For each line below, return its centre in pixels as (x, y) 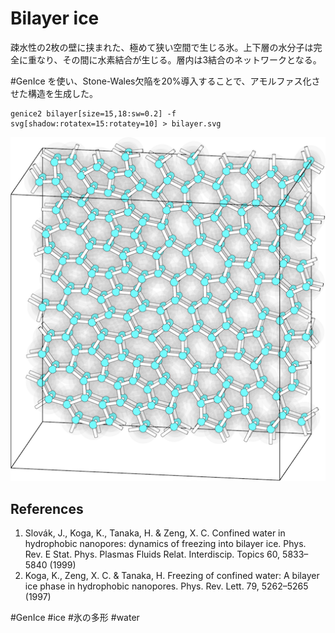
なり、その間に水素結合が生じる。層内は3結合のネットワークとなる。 (179, 59)
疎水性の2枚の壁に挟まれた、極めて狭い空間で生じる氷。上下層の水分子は (162, 47)
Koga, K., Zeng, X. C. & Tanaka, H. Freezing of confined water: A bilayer (172, 576)
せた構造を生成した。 (54, 93)
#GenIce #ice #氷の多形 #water (75, 618)
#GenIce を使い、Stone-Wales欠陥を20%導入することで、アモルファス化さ (165, 81)
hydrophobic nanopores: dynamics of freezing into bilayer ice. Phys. (165, 544)
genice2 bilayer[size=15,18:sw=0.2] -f (93, 113)
